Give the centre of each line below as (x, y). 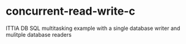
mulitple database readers (39, 34)
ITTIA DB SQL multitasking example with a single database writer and (93, 28)
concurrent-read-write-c (71, 11)
